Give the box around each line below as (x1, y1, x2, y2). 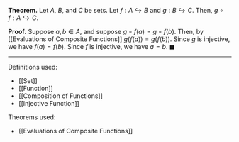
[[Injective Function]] (18, 99, 80, 107)
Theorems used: (8, 113, 56, 121)
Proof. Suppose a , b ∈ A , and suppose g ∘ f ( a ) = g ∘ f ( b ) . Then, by (8, 28, 204, 35)
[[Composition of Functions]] (18, 92, 104, 100)
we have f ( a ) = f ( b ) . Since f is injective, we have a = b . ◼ (8, 43, 175, 50)
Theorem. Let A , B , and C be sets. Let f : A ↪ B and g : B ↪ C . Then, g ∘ (8, 6, 224, 14)
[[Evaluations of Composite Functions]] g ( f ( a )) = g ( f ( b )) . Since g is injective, (8, 35, 230, 43)
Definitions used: (8, 63, 57, 71)
